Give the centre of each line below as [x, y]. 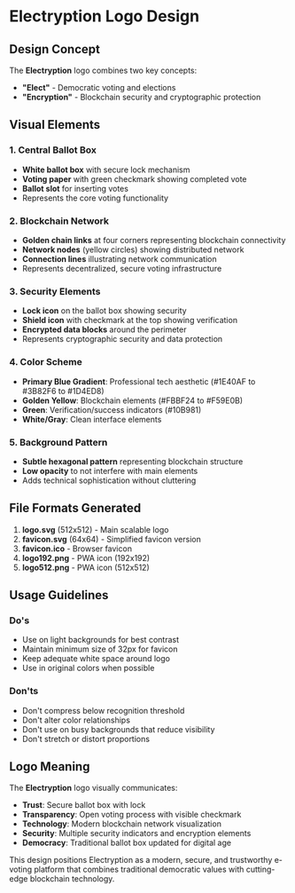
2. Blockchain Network [59, 221]
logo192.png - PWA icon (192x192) [86, 557]
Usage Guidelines [59, 595]
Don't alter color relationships [76, 720]
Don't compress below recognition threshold [103, 710]
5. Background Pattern [58, 442]
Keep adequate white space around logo [96, 659]
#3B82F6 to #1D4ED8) [63, 391]
